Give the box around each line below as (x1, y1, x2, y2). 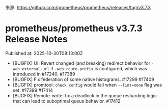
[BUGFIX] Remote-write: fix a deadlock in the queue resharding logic (12, 92, 157, 98)
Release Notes (5, 34, 68, 45)
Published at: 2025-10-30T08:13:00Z (5, 50, 83, 56)
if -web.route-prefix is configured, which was (50, 65, 148, 71)
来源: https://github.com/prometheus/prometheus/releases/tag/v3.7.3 (5, 5, 151, 10)
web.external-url (12, 66, 50, 71)
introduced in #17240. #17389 (12, 71, 75, 77)
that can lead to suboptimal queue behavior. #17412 (12, 98, 121, 104)
